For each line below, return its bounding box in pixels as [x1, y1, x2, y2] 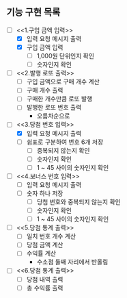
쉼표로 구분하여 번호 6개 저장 [26, 138, 104, 146]
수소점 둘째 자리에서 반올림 [36, 258, 109, 266]
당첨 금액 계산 [26, 240, 63, 249]
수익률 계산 [26, 249, 56, 258]
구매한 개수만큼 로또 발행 [26, 95, 93, 103]
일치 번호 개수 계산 [26, 232, 76, 240]
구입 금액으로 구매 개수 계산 [26, 77, 100, 86]
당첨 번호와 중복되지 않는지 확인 [36, 198, 121, 206]
